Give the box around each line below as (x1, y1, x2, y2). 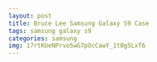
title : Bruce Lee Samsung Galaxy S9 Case (8, 19, 150, 27)
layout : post (8, 11, 52, 20)
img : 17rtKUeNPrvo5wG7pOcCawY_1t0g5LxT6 (8, 42, 147, 50)
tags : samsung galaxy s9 (8, 27, 92, 35)
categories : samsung (8, 34, 78, 43)
